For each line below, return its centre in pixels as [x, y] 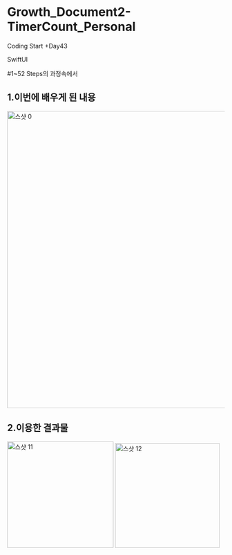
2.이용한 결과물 [38, 428]
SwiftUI [18, 59]
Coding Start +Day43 [37, 46]
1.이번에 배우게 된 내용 [51, 98]
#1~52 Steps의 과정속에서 [42, 73]
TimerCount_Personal [71, 27]
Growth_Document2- [69, 12]
